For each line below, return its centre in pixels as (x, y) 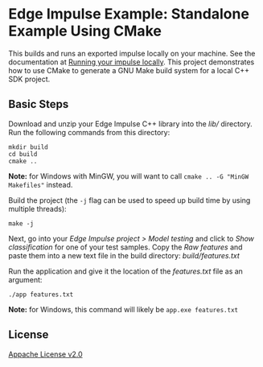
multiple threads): (37, 208)
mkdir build (28, 147)
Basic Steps (39, 104)
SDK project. (29, 79)
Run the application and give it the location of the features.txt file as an (126, 271)
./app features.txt (41, 295)
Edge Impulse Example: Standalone (129, 14)
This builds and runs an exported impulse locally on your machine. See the (132, 53)
